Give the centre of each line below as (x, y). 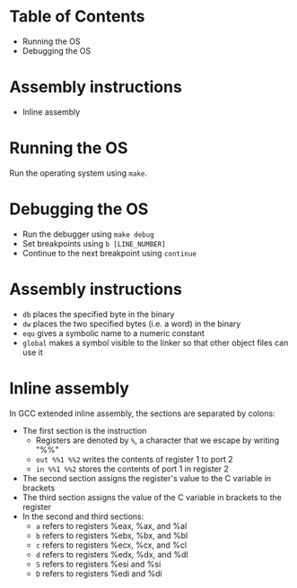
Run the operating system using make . (79, 173)
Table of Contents (77, 17)
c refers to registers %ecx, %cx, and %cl (111, 545)
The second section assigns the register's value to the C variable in (147, 478)
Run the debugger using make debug (88, 234)
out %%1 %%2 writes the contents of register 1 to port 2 (134, 459)
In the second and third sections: (83, 516)
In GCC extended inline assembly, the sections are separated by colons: (142, 413)
